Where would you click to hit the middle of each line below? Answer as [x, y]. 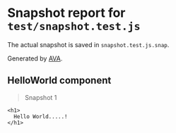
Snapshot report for [66, 13]
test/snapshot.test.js [74, 26]
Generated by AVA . [35, 58]
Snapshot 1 [41, 97]
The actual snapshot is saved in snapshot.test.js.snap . [88, 44]
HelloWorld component [59, 81]
